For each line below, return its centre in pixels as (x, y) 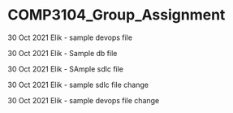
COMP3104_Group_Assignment (116, 15)
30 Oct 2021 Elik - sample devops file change (84, 100)
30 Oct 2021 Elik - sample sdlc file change (78, 85)
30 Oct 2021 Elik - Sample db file (63, 53)
